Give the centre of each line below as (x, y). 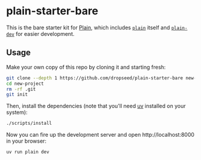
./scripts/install (29, 124)
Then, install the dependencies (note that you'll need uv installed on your (96, 106)
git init (17, 95)
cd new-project (25, 84)
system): (17, 112)
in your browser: (26, 141)
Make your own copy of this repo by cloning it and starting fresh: (86, 67)
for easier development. (45, 33)
